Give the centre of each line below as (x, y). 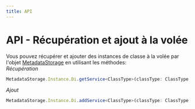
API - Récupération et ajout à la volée (97, 40)
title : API (19, 11)
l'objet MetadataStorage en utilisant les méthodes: (66, 62)
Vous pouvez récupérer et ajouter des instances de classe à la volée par (93, 56)
